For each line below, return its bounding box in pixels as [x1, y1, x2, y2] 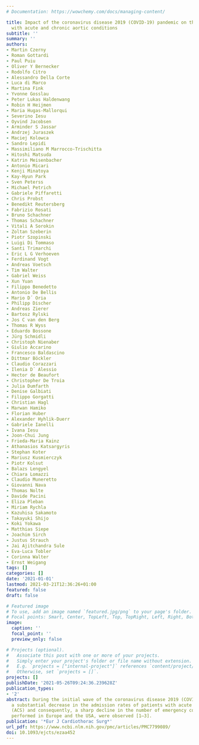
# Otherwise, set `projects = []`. [6, 669, 99, 675]
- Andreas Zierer [6, 306, 49, 312]
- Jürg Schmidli [6, 333, 46, 340]
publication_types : [6, 685, 54, 691]
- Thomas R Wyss [6, 322, 46, 328]
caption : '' [11, 625, 41, 631]
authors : [6, 41, 28, 47]
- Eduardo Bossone [6, 328, 52, 334]
